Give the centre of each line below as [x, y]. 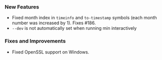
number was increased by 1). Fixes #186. [54, 23]
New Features [22, 7]
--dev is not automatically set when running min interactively [74, 28]
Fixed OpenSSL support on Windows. [50, 52]
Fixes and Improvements [35, 41]
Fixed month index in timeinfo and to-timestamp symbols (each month [84, 18]
